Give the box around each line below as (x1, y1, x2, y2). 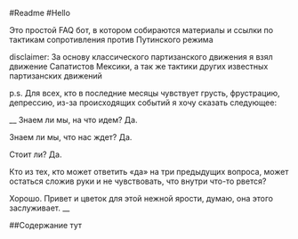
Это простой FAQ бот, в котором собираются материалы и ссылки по (9, 25, 274, 35)
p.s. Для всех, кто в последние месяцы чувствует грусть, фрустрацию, (9, 88, 280, 98)
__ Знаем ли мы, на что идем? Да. (9, 115, 138, 125)
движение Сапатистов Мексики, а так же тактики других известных (9, 62, 269, 71)
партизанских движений (9, 70, 102, 81)
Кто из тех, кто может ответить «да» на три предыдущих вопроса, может (9, 167, 289, 177)
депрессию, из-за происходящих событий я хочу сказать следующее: (9, 97, 278, 108)
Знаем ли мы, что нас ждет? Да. (9, 132, 133, 142)
